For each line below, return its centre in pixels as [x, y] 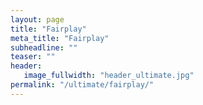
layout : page [37, 19]
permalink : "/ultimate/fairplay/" [82, 85]
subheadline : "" [44, 47]
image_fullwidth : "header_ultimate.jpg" [109, 76]
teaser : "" [33, 57]
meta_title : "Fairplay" [60, 38]
